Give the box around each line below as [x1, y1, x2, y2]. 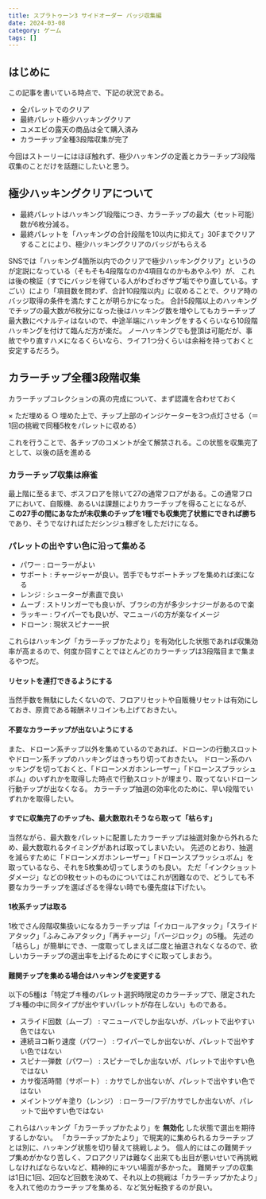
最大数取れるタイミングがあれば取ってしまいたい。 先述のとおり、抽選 [21, 842, 253, 852]
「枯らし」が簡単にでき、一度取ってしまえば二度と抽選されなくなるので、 [8, 941, 251, 951]
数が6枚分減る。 [19, 219, 74, 229]
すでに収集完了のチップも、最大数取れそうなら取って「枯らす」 [8, 813, 217, 823]
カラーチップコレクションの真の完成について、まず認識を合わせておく [8, 394, 237, 403]
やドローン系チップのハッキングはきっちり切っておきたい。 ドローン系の [8, 754, 245, 763]
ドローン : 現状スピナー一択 [19, 619, 110, 629]
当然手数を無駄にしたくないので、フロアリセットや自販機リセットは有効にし [8, 695, 259, 704]
